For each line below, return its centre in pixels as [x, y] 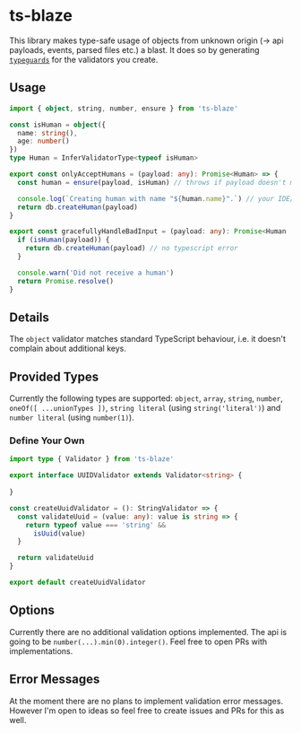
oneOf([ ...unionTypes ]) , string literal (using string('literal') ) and [145, 408]
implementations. [41, 650]
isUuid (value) [60, 533]
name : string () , [47, 133]
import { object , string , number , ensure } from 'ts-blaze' [124, 109]
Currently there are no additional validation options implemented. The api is [148, 632]
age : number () [43, 141]
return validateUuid [56, 558]
